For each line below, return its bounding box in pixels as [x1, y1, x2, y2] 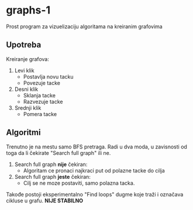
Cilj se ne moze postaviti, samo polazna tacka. [23, 179, 135, 187]
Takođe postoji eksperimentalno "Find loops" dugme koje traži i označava [6, 191, 184, 198]
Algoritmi [6, 127, 41, 138]
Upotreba [6, 40, 42, 50]
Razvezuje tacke [23, 98, 63, 105]
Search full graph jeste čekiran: [14, 173, 91, 180]
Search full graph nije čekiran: [14, 161, 88, 168]
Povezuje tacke [23, 79, 60, 86]
